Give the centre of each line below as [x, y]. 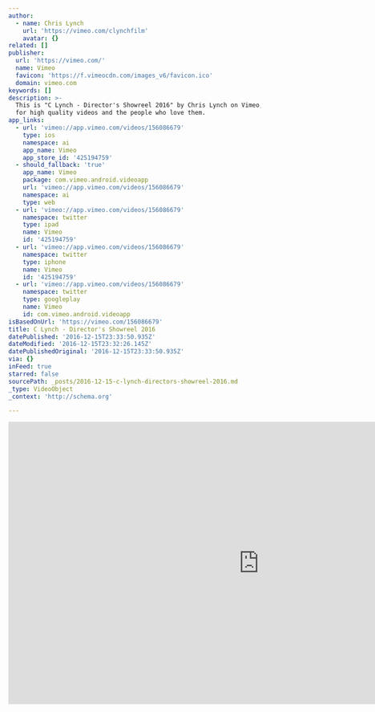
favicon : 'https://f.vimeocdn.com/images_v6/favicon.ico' [115, 75]
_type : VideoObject [41, 389]
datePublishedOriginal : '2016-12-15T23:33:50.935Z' [96, 352]
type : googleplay [52, 299]
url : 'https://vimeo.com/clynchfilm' [86, 31]
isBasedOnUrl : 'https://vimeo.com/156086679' [85, 322]
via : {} [21, 359]
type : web [39, 202]
